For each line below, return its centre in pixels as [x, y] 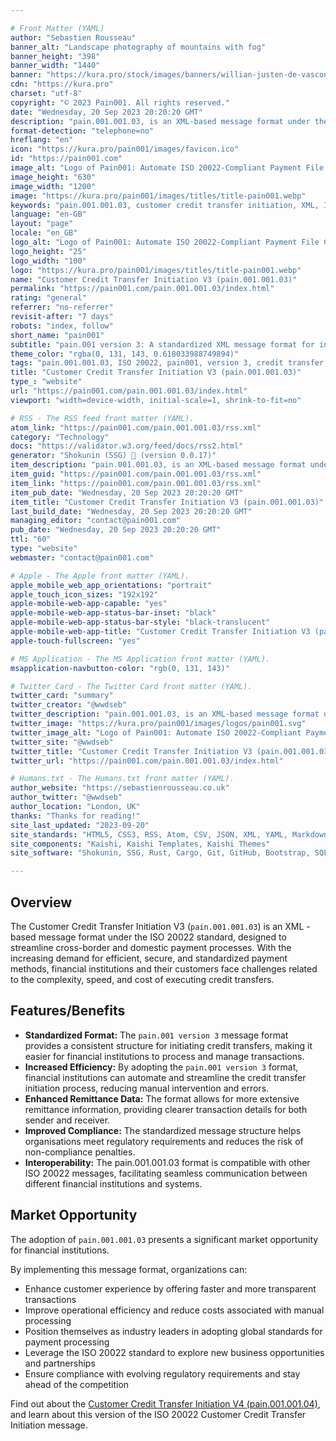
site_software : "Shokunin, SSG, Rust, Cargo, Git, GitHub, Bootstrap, [160, 853]
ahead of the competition [77, 1384]
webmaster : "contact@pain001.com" [82, 557]
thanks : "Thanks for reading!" [75, 816]
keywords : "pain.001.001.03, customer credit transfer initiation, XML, [165, 205]
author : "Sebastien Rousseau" [73, 37]
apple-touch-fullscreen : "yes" [75, 641]
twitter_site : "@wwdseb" [62, 742]
